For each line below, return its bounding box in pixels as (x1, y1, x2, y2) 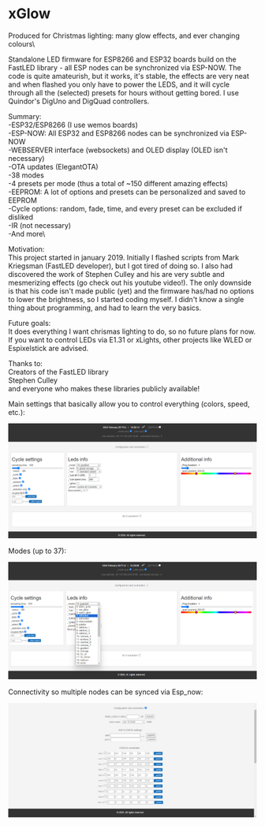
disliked (8, 212, 34, 222)
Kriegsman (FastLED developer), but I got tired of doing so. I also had (8, 261, 233, 271)
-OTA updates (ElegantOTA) (8, 162, 99, 171)
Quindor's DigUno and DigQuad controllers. (8, 96, 150, 106)
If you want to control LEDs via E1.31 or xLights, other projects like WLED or (8, 335, 252, 344)
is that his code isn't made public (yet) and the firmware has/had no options (8, 286, 255, 296)
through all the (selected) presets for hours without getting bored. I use (8, 88, 239, 97)
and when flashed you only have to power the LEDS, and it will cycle (8, 80, 230, 89)
